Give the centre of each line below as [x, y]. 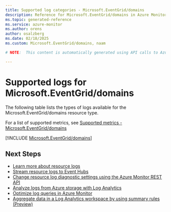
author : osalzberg [25, 34]
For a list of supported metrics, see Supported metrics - [64, 123]
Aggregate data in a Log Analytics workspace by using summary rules [86, 199]
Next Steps [23, 154]
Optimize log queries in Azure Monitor [52, 193]
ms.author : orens [24, 29]
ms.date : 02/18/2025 [27, 39]
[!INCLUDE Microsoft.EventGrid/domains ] [49, 138]
